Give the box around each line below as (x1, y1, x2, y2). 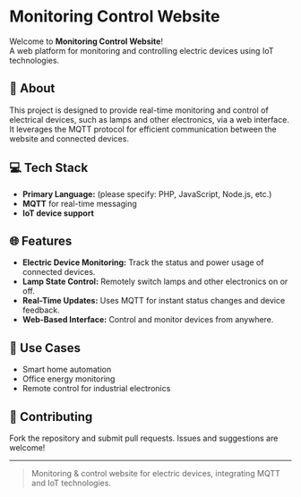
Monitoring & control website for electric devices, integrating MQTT (30, 468, 280, 478)
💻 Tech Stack (9, 160, 89, 176)
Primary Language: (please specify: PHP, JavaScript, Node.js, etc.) (21, 188, 272, 199)
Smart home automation (21, 364, 112, 375)
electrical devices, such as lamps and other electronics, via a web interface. (9, 114, 289, 124)
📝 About (9, 81, 56, 96)
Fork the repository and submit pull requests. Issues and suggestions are (9, 433, 279, 443)
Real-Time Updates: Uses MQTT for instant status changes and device (21, 296, 286, 306)
